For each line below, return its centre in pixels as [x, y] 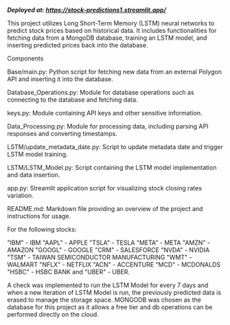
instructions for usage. [39, 216]
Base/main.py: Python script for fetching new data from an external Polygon [114, 72]
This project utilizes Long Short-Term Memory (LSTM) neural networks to [111, 23]
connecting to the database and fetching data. [73, 100]
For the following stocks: [42, 229]
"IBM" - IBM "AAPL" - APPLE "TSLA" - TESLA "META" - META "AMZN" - [109, 243]
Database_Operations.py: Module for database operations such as [101, 92]
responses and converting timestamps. [62, 134]
